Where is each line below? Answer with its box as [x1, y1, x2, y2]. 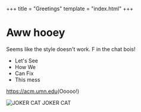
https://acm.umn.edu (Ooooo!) [6, 88, 80, 95]
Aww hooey [6, 26, 65, 39]
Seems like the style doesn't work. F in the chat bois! [6, 45, 136, 52]
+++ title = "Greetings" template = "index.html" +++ [6, 5, 134, 12]
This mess [14, 76, 40, 83]
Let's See [14, 57, 39, 64]
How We [14, 63, 36, 70]
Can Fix [14, 70, 34, 77]
